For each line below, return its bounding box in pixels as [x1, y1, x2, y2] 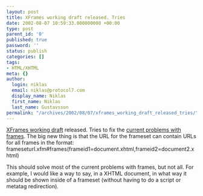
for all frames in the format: [6, 139, 74, 147]
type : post [6, 25, 34, 32]
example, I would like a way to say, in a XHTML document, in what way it [6, 170, 187, 177]
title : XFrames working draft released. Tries [6, 14, 126, 21]
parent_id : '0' [6, 31, 45, 37]
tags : [6, 59, 20, 65]
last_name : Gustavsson [11, 104, 69, 110]
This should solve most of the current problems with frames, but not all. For [6, 163, 195, 171]
